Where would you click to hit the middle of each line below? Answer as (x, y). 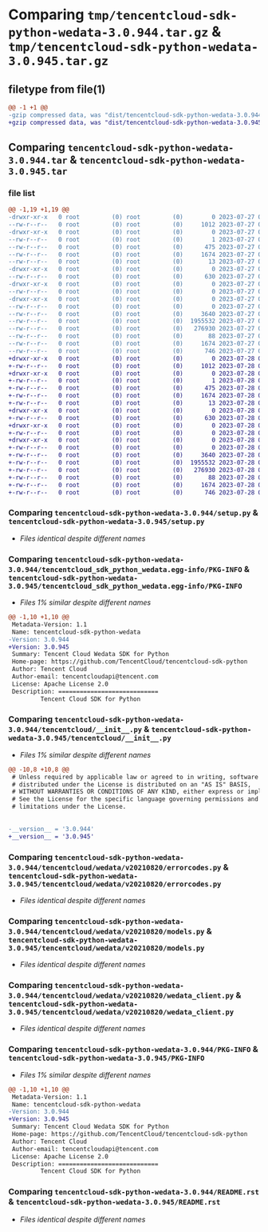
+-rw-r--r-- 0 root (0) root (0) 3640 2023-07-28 (132, 455)
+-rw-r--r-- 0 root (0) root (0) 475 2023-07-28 (132, 388)
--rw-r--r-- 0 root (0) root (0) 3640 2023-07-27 (132, 314)
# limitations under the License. (69, 807)
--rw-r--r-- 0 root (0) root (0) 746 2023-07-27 (132, 351)
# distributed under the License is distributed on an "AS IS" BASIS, (131, 784)
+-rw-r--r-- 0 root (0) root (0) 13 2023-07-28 (132, 403)
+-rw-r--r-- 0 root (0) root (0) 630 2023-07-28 (132, 418)
